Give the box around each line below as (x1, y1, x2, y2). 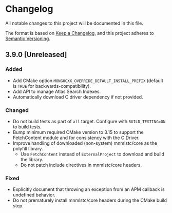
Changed (5, 106, 29, 113)
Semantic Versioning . (5, 35, 50, 42)
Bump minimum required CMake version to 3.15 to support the (12, 129, 144, 135)
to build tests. (12, 124, 42, 130)
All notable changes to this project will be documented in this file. (5, 20, 144, 26)
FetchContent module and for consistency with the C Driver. (12, 134, 140, 141)
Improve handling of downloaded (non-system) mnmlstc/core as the (12, 140, 158, 146)
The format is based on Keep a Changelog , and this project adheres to (5, 30, 154, 36)
